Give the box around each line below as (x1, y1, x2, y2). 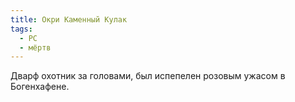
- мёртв (19, 42, 52, 53)
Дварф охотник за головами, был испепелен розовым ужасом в (10, 70, 286, 82)
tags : (10, 24, 33, 34)
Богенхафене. (10, 81, 70, 93)
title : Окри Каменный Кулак (10, 14, 128, 25)
